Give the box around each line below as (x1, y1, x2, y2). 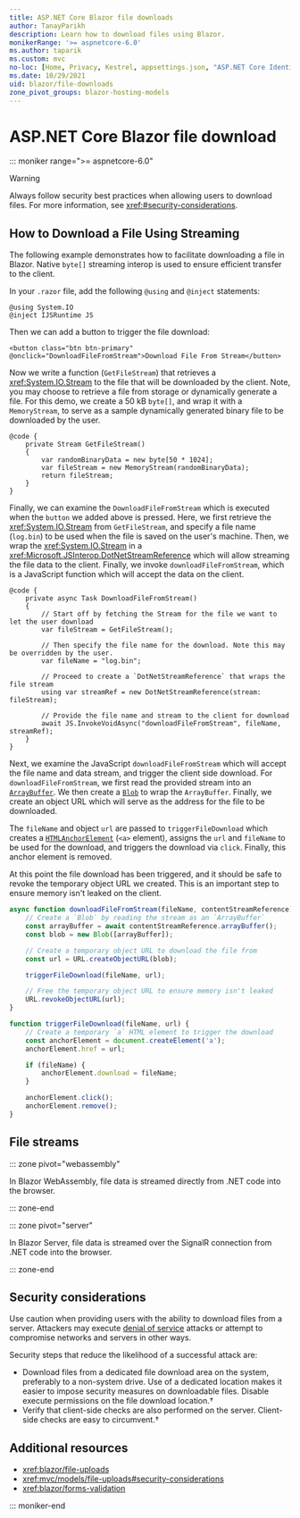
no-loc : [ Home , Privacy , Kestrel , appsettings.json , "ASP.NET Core (9, 63, 266, 72)
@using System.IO (9, 303, 74, 313)
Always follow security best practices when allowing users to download (9, 190, 272, 201)
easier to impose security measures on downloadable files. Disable (21, 1386, 270, 1396)
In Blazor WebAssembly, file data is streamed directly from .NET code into (9, 1176, 281, 1187)
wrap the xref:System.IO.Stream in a (9, 541, 143, 551)
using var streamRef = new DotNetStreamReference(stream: (41, 688, 262, 697)
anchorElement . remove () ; (25, 1102, 118, 1111)
